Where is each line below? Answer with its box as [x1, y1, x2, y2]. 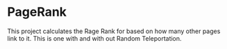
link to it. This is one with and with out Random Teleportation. [7, 34, 182, 42]
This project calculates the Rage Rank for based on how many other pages [7, 27, 221, 35]
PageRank [7, 4, 67, 20]
